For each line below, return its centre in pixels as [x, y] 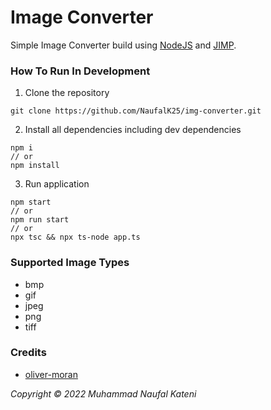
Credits [28, 353]
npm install [35, 166]
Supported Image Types [70, 263]
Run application [57, 184]
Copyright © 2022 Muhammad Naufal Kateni [103, 393]
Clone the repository [67, 93]
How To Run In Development [80, 71]
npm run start [40, 220]
